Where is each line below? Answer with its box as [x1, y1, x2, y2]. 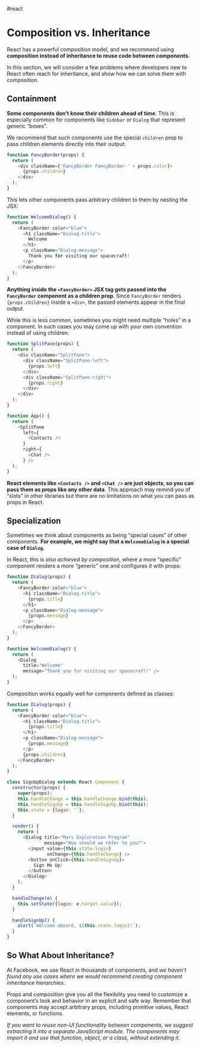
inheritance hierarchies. [7, 979, 65, 986]
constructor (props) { [12, 785, 66, 791]
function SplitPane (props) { [7, 341, 79, 347]
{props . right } [28, 380, 63, 386]
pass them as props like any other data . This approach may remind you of [7, 486, 190, 493]
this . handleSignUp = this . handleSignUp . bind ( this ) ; [17, 801, 149, 807]
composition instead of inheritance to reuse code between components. [7, 52, 190, 59]
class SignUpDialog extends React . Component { [7, 779, 125, 786]
